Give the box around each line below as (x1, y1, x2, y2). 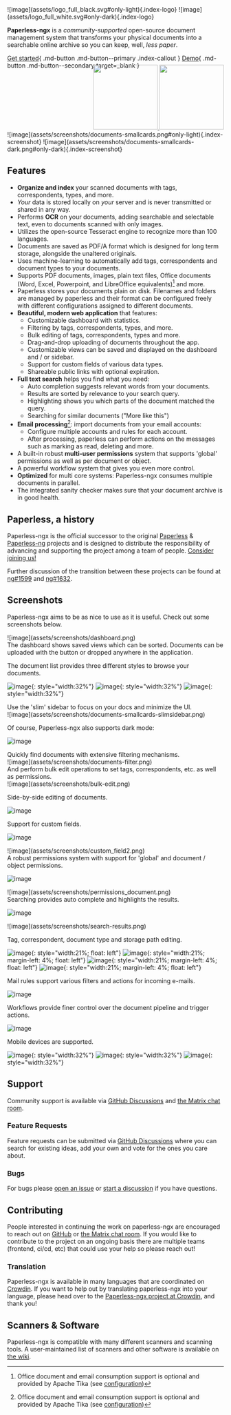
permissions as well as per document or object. (16, 457, 152, 465)
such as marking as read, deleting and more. (27, 442, 154, 451)
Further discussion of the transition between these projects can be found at (7, 567, 221, 575)
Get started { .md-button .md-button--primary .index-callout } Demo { (7, 54, 201, 62)
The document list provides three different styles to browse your (7, 661, 190, 670)
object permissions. (7, 861, 63, 869)
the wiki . (7, 1352, 31, 1360)
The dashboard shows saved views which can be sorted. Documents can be (7, 640, 223, 649)
